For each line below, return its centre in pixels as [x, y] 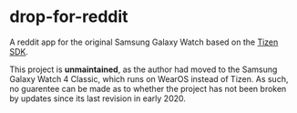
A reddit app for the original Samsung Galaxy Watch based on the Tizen [144, 42]
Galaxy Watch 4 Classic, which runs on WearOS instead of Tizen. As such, [149, 78]
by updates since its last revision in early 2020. [98, 98]
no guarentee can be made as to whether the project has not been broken [148, 88]
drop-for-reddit [69, 17]
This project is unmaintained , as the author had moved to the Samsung [143, 69]
